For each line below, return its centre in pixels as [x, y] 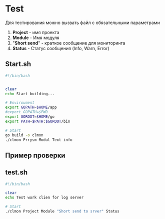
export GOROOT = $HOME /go [30, 117]
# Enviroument [20, 103]
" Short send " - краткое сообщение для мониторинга [69, 43]
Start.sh [18, 64]
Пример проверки [35, 155]
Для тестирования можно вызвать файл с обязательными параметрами [82, 23]
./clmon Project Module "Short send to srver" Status [62, 211]
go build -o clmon [24, 135]
